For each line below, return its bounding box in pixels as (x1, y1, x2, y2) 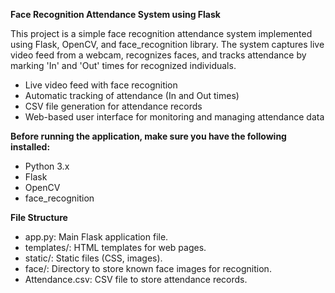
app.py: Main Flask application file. (24, 231, 169, 243)
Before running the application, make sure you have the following (10, 130, 287, 142)
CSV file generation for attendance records (24, 100, 203, 112)
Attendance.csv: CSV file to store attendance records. (24, 274, 248, 285)
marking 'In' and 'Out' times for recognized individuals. (10, 60, 237, 71)
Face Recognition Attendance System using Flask (10, 9, 221, 20)
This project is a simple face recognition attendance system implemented (10, 28, 313, 39)
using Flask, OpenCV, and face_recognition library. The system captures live (10, 39, 325, 50)
